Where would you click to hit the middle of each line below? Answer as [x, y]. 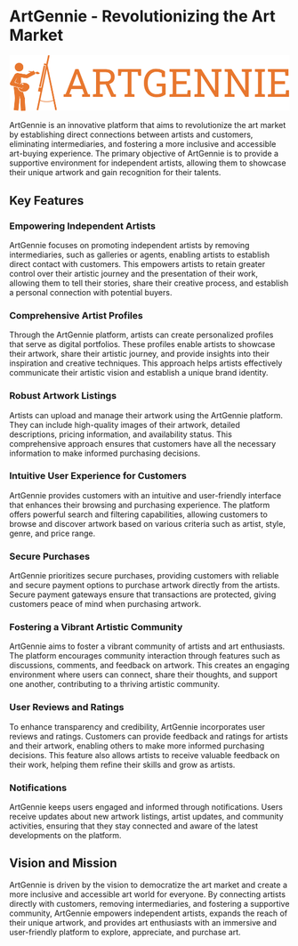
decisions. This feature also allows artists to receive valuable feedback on [145, 755]
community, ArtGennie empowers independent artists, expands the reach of [149, 913]
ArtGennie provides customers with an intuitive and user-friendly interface [145, 495]
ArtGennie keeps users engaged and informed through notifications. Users [146, 806]
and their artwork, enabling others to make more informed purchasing [137, 746]
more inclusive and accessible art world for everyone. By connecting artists [148, 894]
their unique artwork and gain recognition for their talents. [115, 173]
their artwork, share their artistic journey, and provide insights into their [139, 354]
